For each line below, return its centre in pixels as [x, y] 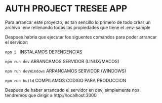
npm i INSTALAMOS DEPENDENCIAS [44, 52]
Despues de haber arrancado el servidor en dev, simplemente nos [72, 90]
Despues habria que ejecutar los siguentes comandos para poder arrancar [81, 37]
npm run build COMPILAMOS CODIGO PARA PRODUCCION [66, 80]
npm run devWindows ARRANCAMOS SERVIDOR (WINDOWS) [66, 71]
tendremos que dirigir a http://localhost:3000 [51, 95]
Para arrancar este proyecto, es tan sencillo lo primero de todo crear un [78, 22]
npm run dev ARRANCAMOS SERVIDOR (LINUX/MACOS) [62, 61]
